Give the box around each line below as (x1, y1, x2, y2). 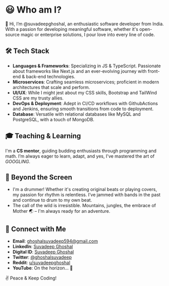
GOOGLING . (5, 158, 30, 164)
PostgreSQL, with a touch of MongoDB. (12, 116, 95, 122)
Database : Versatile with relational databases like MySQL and (12, 111, 141, 117)
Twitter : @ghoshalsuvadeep (12, 254, 72, 260)
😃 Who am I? (5, 4, 62, 16)
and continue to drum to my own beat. (12, 197, 92, 203)
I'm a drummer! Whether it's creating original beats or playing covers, (12, 186, 157, 193)
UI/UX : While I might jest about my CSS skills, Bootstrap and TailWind (12, 89, 157, 96)
